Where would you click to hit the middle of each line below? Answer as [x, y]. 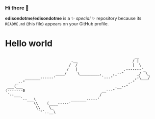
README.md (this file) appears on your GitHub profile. [57, 24]
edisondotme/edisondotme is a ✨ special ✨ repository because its [73, 19]
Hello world [29, 44]
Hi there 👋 [17, 8]
